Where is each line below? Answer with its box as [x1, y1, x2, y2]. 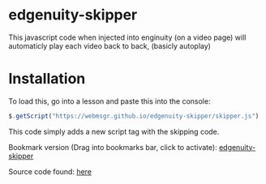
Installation [8, 70, 86, 88]
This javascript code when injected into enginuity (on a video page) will [8, 32, 247, 42]
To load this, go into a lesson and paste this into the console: [8, 96, 211, 106]
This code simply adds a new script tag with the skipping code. [8, 126, 220, 136]
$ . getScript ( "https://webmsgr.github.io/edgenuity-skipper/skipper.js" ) [8, 112, 260, 120]
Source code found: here [8, 166, 92, 176]
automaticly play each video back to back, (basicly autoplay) [8, 41, 211, 50]
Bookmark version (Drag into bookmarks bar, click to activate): [8, 142, 217, 152]
